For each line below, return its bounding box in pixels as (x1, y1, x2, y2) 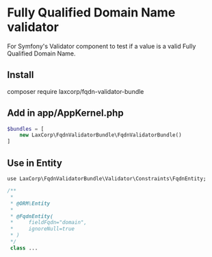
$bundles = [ (7, 125, 44, 132)
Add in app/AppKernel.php (7, 108, 124, 119)
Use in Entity (7, 157, 63, 169)
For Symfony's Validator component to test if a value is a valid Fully (7, 42, 196, 50)
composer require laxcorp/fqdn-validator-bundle (7, 87, 144, 95)
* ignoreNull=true (10, 225, 75, 232)
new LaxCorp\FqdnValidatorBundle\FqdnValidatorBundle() (19, 132, 183, 138)
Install (7, 69, 34, 81)
